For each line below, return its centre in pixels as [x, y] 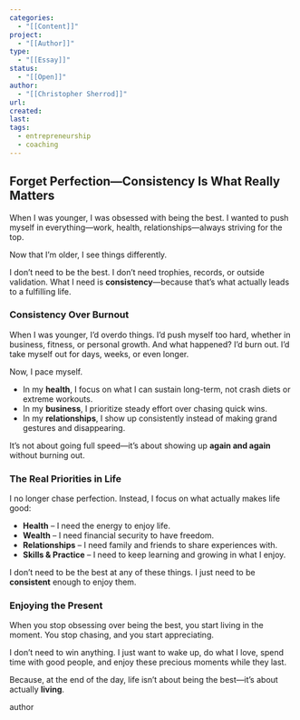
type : [19, 52]
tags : [19, 128]
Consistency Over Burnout [69, 315]
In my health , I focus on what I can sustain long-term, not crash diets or [156, 389]
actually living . [37, 690]
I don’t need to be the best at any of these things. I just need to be [132, 573]
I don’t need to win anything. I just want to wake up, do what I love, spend [146, 653]
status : [24, 69]
